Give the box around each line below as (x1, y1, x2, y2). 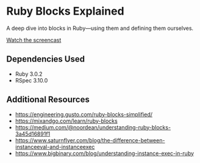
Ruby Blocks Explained (6, 4, 124, 18)
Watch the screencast (6, 36, 62, 43)
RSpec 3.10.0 (15, 76, 48, 84)
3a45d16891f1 (15, 130, 51, 137)
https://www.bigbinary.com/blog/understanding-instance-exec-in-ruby (15, 150, 194, 157)
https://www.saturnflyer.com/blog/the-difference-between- (15, 136, 165, 144)
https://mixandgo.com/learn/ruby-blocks (15, 117, 118, 125)
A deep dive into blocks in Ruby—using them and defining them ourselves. (6, 24, 194, 32)
